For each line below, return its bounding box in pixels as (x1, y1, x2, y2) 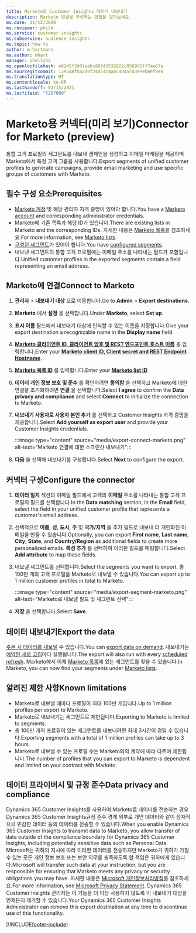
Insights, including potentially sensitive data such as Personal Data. (6, 839, 169, 846)
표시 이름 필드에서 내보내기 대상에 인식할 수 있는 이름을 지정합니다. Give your (14, 322, 189, 329)
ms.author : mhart (6, 52, 49, 58)
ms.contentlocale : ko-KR (6, 80, 67, 86)
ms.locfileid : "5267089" (6, 90, 67, 96)
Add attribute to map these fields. (14, 551, 97, 558)
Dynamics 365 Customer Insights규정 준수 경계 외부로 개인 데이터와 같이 (6, 813, 176, 820)
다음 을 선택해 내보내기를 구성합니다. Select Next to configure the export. (14, 456, 184, 463)
